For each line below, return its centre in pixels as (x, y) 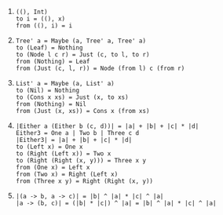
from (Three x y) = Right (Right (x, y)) (84, 181)
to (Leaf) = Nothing (49, 48)
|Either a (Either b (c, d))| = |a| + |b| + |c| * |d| (107, 126)
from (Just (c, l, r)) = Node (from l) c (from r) (100, 68)
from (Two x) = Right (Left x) (67, 174)
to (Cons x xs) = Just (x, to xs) (72, 97)
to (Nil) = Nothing (48, 90)
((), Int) (32, 12)
